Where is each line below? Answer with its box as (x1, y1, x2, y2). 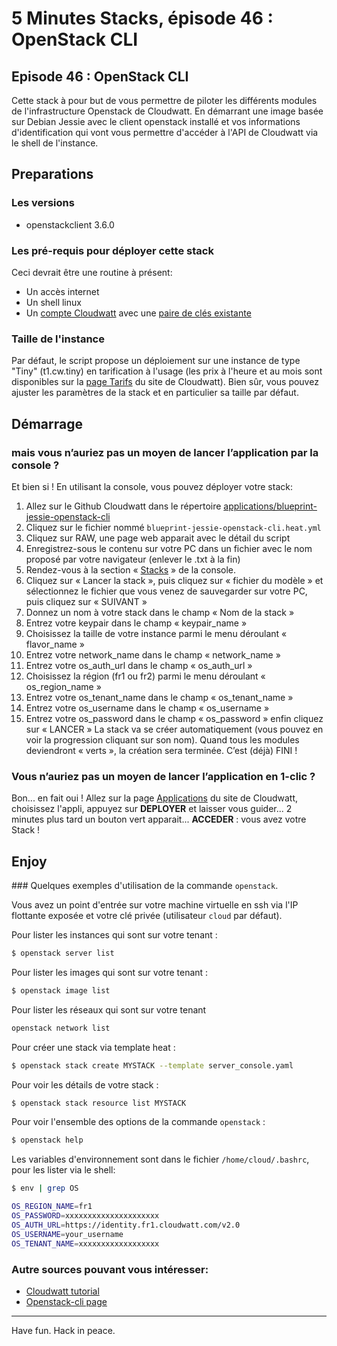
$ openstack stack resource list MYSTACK (11, 1098, 187, 1108)
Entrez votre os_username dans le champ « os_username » (25, 702, 270, 714)
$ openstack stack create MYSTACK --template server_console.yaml (11, 1060, 294, 1071)
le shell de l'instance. (11, 137, 99, 149)
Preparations (11, 166, 94, 183)
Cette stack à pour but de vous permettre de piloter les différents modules (11, 95, 318, 106)
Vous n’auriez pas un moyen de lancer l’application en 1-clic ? (11, 769, 316, 783)
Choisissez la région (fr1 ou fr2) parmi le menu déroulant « (25, 670, 266, 682)
